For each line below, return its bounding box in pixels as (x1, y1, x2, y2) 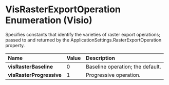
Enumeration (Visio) (5, 14, 92, 26)
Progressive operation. (85, 71, 141, 78)
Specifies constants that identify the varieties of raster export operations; (5, 31, 161, 37)
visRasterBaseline (8, 63, 53, 70)
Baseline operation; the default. (85, 63, 161, 70)
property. (5, 42, 25, 48)
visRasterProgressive (8, 71, 62, 78)
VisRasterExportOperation (5, 4, 121, 15)
